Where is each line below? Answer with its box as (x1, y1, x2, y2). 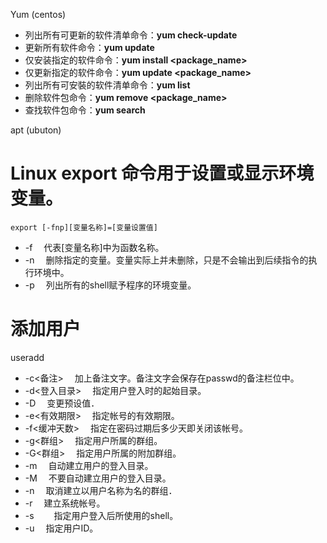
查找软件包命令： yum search (24, 104, 146, 116)
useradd (10, 351, 45, 363)
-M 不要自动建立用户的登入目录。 (24, 472, 172, 484)
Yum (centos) (10, 9, 67, 20)
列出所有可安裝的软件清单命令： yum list (24, 79, 191, 91)
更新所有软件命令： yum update (24, 42, 155, 53)
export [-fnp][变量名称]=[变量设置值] (10, 222, 158, 233)
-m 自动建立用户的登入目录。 (24, 459, 154, 471)
